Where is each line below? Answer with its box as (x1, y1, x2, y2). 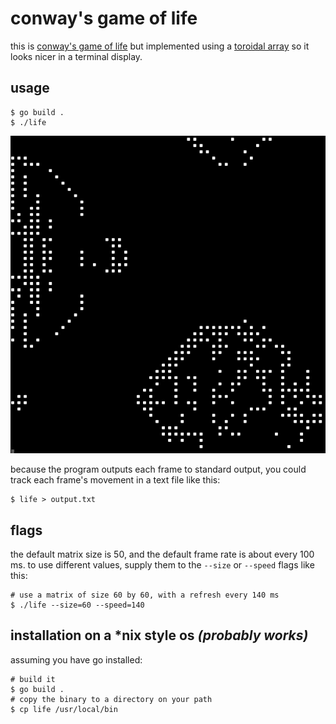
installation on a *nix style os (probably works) (10, 627, 309, 644)
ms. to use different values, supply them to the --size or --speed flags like (10, 559, 315, 571)
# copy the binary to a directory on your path (10, 694, 213, 704)
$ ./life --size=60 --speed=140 (10, 600, 145, 611)
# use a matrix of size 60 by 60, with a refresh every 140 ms (10, 590, 280, 601)
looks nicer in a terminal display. (10, 50, 143, 62)
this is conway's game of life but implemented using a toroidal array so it (10, 40, 310, 52)
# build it (10, 674, 56, 684)
